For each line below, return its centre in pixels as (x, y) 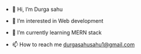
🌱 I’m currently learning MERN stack (57, 32)
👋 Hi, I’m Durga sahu (37, 9)
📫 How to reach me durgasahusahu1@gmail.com (73, 44)
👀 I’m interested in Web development (58, 21)
